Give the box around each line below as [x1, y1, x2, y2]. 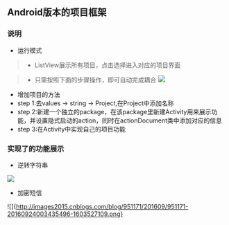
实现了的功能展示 [7, 144, 65, 154]
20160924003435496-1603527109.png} [7, 210, 124, 218]
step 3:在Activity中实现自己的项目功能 [17, 125, 126, 133]
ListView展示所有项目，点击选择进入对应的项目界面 [34, 61, 181, 69]
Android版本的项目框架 [7, 6, 107, 19]
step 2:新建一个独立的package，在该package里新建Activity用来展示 [17, 107, 212, 116]
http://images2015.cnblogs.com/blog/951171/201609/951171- [16, 202, 189, 210]
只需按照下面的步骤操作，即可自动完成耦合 [34, 75, 157, 84]
